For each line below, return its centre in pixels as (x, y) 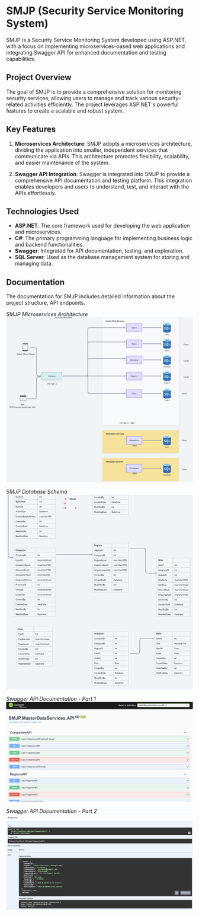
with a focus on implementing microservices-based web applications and (96, 46)
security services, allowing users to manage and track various (82, 98)
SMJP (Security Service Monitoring (95, 11)
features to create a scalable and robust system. (65, 110)
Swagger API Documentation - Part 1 (51, 698)
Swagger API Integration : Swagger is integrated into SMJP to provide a (102, 174)
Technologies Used (42, 211)
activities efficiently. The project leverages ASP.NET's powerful (102, 104)
